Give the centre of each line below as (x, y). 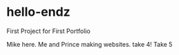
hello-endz (38, 12)
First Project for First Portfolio (48, 31)
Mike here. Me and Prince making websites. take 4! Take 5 (89, 44)
